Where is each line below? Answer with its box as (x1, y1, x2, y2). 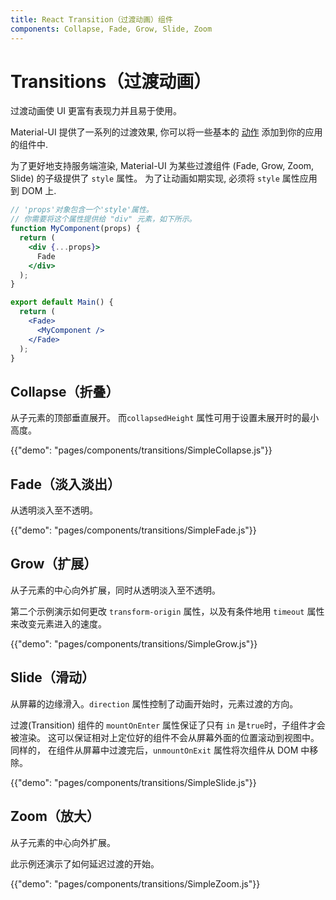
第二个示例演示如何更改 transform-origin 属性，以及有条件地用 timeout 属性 (10, 605, 325, 617)
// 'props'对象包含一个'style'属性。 (10, 205, 154, 215)
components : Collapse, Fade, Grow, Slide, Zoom (10, 24, 213, 34)
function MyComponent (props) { (10, 224, 141, 234)
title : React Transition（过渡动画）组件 (10, 14, 173, 25)
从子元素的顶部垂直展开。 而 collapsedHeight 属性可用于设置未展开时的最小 (10, 412, 320, 424)
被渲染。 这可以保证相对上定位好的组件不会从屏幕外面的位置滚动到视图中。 (10, 731, 320, 743)
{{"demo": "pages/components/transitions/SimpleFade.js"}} (10, 524, 257, 536)
